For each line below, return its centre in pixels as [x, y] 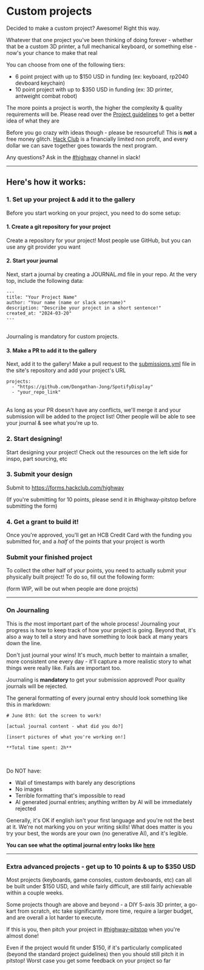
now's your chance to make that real [52, 52]
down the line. [24, 643]
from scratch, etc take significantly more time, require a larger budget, [105, 911]
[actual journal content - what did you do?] [65, 726]
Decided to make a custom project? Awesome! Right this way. [83, 28]
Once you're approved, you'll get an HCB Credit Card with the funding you [99, 535]
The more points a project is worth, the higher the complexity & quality [94, 107]
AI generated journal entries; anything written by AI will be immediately [104, 802]
